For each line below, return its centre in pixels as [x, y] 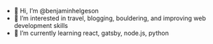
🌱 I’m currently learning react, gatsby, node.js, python [91, 33]
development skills [41, 25]
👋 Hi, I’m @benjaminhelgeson [56, 11]
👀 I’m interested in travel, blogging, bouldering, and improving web [110, 18]
